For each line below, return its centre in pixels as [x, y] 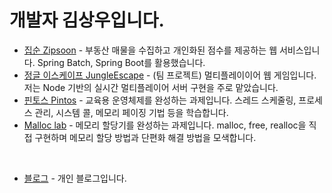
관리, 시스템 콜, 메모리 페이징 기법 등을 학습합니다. [131, 112]
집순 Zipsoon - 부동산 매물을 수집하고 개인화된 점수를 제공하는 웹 [150, 50]
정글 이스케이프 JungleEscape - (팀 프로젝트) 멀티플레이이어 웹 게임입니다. [170, 75]
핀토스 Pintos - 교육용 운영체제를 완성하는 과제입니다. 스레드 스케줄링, [160, 100]
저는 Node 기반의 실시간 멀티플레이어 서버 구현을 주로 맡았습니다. [151, 87]
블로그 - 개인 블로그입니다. [75, 178]
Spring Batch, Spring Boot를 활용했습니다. [121, 62]
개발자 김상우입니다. [87, 20]
